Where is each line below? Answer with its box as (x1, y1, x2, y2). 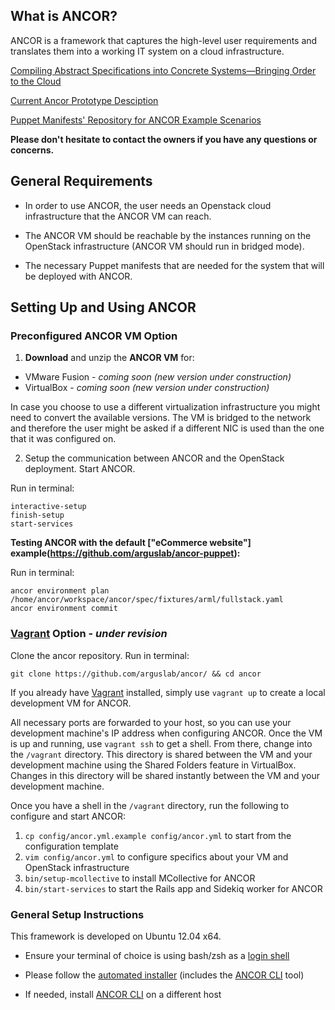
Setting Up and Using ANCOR (10, 299, 197, 316)
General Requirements (10, 173, 153, 190)
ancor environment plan (10, 586, 110, 596)
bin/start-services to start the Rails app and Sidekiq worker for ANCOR (24, 882, 323, 894)
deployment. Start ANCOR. (24, 463, 136, 475)
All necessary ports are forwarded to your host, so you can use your (10, 716, 292, 728)
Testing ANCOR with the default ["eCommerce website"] (10, 537, 252, 549)
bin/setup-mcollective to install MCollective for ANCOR (24, 872, 256, 884)
